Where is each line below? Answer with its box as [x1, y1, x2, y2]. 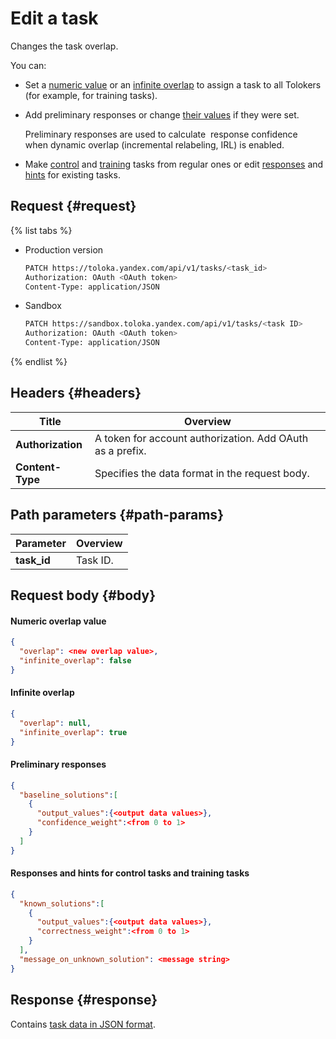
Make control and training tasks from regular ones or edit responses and [24, 158, 324, 170]
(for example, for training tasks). [24, 89, 158, 101]
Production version [24, 243, 104, 256]
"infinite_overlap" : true [19, 727, 128, 737]
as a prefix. [94, 443, 147, 457]
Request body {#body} [10, 587, 157, 604]
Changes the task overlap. [10, 40, 119, 52]
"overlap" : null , [19, 718, 92, 728]
